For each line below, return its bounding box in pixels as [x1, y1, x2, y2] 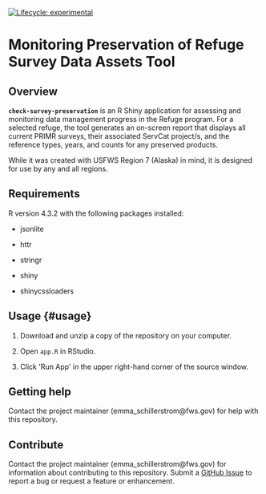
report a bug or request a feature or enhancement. [8, 476, 175, 486]
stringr [19, 255, 42, 265]
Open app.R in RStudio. [19, 346, 96, 356]
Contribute [8, 438, 64, 451]
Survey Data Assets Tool [8, 53, 175, 71]
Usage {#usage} [8, 310, 92, 323]
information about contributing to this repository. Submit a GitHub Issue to [8, 468, 252, 477]
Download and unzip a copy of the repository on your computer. [19, 330, 232, 340]
